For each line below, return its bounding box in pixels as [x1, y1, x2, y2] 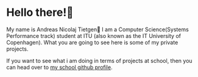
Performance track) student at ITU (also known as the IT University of [6, 32, 182, 39]
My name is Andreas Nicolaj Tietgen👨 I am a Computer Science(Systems [6, 26, 189, 33]
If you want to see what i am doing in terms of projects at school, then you [6, 57, 193, 64]
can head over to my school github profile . [6, 64, 113, 71]
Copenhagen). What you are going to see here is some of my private [6, 38, 179, 46]
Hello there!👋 [6, 5, 74, 20]
